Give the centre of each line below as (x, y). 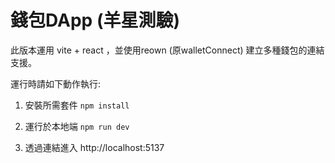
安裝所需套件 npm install (77, 105)
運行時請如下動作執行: (56, 83)
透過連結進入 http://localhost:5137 (94, 147)
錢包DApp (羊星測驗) (95, 20)
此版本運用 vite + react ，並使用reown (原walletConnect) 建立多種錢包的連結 (167, 50)
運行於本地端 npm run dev (77, 126)
